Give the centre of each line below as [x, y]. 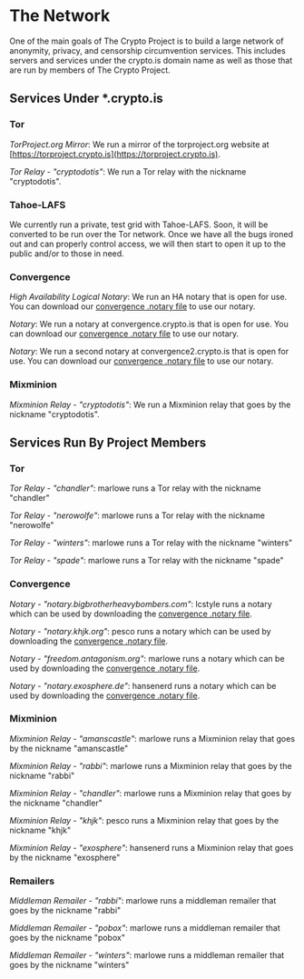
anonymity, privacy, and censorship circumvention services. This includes [147, 50]
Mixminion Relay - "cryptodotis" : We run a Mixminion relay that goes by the [150, 405]
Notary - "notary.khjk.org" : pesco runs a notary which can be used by [140, 631]
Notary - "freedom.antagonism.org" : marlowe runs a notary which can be [147, 658]
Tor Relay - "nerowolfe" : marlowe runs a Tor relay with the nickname [137, 515]
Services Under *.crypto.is [86, 99]
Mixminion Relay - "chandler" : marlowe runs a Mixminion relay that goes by [151, 793]
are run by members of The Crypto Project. [90, 70]
